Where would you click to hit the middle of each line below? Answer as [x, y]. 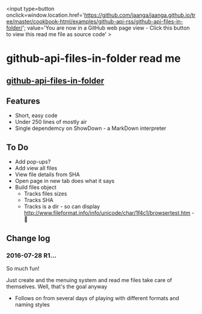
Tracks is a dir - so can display [62, 206]
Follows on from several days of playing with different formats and [97, 298]
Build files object [36, 187]
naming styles [32, 304]
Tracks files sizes [45, 194]
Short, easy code [36, 115]
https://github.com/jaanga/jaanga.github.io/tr [140, 15]
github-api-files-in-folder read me [94, 59]
